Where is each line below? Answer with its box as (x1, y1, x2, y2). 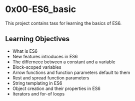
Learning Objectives (5, 35, 70, 43)
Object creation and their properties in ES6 (12, 85, 101, 91)
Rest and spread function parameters (12, 74, 89, 81)
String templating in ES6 (12, 80, 62, 86)
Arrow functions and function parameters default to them (12, 69, 130, 75)
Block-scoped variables (12, 64, 61, 70)
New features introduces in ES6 (12, 53, 78, 59)
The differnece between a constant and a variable (12, 59, 116, 65)
